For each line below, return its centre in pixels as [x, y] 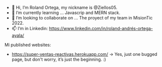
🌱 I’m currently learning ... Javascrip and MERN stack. [66, 13]
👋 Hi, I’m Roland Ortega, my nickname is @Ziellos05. [65, 8]
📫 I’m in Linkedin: [30, 28]
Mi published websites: [28, 45]
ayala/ [18, 35]
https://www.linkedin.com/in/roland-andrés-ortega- [101, 28]
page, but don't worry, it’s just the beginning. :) [59, 59]
